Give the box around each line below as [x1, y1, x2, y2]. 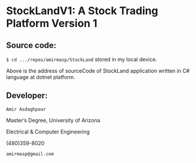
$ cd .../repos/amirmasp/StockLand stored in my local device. [6, 56, 158, 63]
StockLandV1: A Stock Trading [6, 4, 158, 18]
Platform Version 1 [6, 17, 97, 30]
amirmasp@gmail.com [6, 151, 54, 157]
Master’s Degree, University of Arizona [6, 116, 100, 123]
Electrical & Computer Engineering [6, 128, 90, 135]
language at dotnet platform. [6, 74, 76, 80]
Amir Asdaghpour [6, 106, 46, 112]
